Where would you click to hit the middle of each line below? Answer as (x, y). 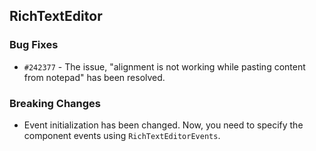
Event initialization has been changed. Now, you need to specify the (163, 125)
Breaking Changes (55, 103)
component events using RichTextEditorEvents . (122, 135)
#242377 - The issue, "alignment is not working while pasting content (164, 66)
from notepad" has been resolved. (94, 77)
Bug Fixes (34, 45)
